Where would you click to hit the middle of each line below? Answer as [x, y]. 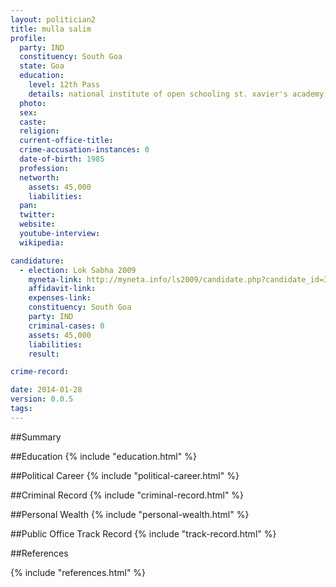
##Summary [36, 437]
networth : [39, 177]
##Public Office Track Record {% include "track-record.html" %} [143, 533]
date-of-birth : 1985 [62, 159]
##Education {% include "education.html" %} [103, 456]
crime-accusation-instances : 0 [84, 150]
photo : [33, 103]
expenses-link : [60, 298]
